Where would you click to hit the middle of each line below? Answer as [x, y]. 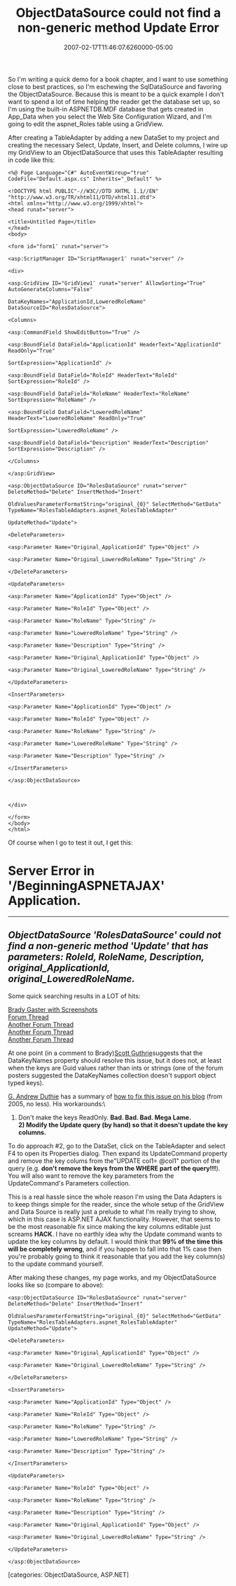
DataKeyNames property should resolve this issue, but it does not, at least [115, 1060]
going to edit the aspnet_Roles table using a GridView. [86, 123]
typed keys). [26, 1082]
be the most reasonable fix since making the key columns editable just [109, 1226]
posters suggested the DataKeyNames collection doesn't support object [112, 1075]
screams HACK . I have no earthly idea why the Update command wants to [115, 1234]
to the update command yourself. [56, 1263]
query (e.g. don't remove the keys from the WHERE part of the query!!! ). [114, 1168]
